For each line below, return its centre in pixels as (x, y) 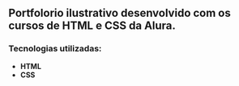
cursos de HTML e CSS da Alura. (92, 26)
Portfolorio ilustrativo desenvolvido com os (119, 13)
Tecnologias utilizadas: (55, 49)
